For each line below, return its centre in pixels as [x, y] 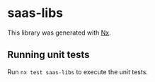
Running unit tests [48, 55]
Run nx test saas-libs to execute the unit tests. [78, 71]
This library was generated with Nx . [59, 33]
